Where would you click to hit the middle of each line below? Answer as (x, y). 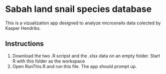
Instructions (24, 44)
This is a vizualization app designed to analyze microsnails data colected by (83, 23)
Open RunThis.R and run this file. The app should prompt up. (75, 66)
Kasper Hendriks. (23, 28)
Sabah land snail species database (79, 9)
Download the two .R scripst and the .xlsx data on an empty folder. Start (86, 56)
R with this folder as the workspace (49, 61)
